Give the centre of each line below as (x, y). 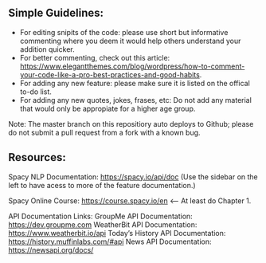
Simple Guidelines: (56, 13)
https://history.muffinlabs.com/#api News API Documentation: (110, 241)
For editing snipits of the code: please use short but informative (124, 32)
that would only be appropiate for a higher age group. (108, 108)
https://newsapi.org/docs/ (51, 249)
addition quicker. (47, 49)
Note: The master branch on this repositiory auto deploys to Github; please (131, 124)
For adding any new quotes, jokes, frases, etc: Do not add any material (136, 100)
